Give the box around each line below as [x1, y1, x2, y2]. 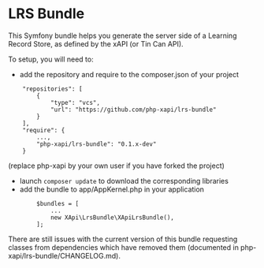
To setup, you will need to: [8, 54, 94, 64]
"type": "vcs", [50, 99, 101, 106]
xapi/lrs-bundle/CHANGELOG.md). [8, 251, 121, 260]
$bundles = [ [36, 199, 80, 207]
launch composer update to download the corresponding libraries [19, 176, 229, 185]
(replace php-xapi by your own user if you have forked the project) [8, 161, 225, 170]
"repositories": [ [22, 84, 83, 93]
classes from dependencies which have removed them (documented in [8, 242, 239, 252]
